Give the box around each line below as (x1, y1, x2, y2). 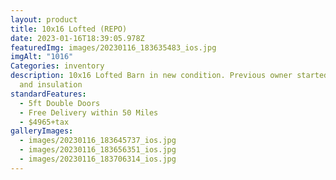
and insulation (19, 80, 83, 90)
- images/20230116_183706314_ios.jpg (19, 154, 177, 164)
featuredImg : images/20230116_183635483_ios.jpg (10, 42, 217, 53)
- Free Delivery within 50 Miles (19, 107, 159, 118)
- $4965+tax (19, 117, 70, 127)
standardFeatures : (10, 89, 87, 99)
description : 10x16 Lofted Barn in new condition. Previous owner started (10, 71, 329, 81)
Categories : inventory (10, 61, 105, 71)
